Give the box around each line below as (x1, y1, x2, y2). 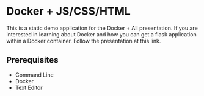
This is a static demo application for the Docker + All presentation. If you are (6, 24, 199, 32)
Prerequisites (6, 55, 59, 65)
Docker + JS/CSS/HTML (6, 4, 131, 18)
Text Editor (15, 84, 43, 91)
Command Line (15, 71, 54, 78)
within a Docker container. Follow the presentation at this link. (6, 37, 161, 44)
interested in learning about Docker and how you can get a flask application (6, 30, 197, 38)
